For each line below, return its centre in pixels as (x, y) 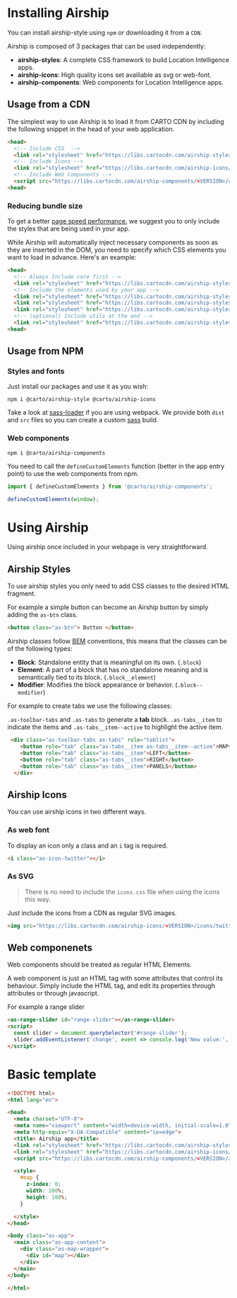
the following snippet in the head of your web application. (91, 129)
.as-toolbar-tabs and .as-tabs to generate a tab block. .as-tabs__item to (115, 720)
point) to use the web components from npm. (73, 473)
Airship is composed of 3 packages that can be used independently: (107, 46)
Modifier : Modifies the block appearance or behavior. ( (97, 685)
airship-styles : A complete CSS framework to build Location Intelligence (123, 60)
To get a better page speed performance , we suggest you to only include (114, 221)
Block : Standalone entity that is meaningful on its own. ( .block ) (109, 662)
